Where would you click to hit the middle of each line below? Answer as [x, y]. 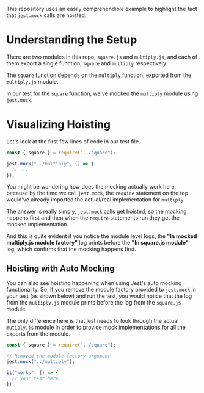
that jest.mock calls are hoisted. [46, 15]
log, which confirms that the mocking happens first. [71, 249]
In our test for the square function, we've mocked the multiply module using [102, 93]
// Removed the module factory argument [59, 356]
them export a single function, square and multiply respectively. [87, 63]
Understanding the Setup [72, 40]
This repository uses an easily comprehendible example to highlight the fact [102, 9]
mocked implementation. [38, 225]
